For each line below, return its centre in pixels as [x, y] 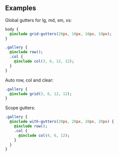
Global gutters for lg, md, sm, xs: [38, 20]
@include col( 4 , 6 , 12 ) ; [44, 135]
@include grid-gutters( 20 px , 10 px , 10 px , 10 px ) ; [61, 34]
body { [12, 29]
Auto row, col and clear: [29, 80]
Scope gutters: [20, 108]
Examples [21, 8]
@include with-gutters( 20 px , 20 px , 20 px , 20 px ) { [62, 122]
